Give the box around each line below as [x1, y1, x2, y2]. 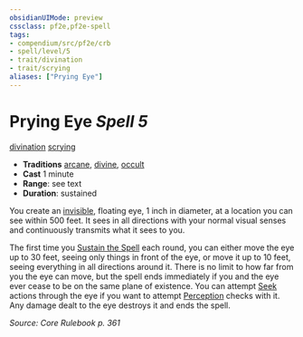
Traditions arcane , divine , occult [22, 159, 145, 169]
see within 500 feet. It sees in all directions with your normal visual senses [9, 215, 287, 226]
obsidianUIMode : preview [9, 13, 103, 23]
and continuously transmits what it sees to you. [9, 224, 185, 236]
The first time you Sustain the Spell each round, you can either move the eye [9, 242, 295, 253]
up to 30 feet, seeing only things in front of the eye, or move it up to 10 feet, [9, 251, 291, 263]
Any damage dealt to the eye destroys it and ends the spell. [9, 300, 231, 311]
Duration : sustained [22, 188, 98, 198]
